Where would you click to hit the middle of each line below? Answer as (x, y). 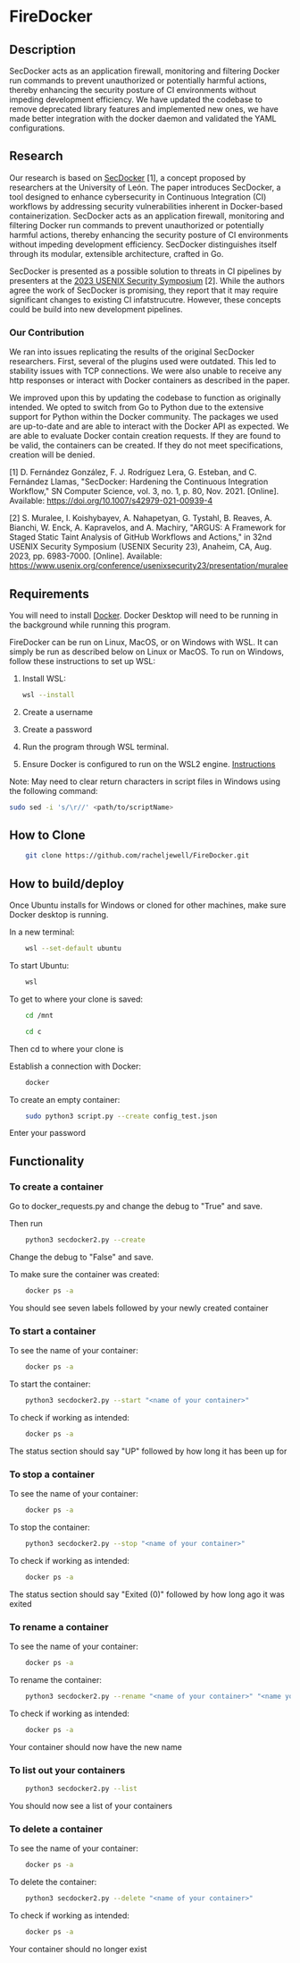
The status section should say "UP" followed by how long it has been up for (148, 1451)
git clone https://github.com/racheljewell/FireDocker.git (137, 856)
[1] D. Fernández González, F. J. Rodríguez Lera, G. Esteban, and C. (133, 473)
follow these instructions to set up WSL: (83, 661)
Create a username (58, 712)
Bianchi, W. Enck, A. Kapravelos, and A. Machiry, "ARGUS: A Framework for (148, 528)
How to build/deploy (67, 883)
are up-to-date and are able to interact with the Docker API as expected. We (149, 426)
